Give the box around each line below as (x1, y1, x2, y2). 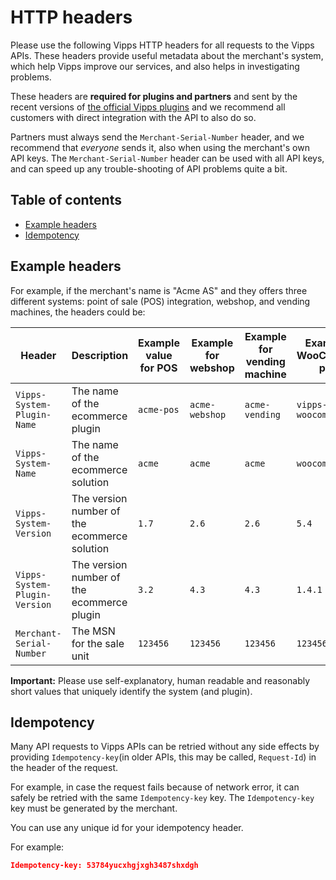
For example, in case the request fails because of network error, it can (10, 781, 300, 793)
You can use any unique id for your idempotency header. (10, 822, 244, 834)
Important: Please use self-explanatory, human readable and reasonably (10, 674, 311, 686)
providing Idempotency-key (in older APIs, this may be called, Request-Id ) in (10, 751, 317, 763)
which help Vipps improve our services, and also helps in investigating (10, 60, 300, 72)
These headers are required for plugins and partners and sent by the (10, 90, 298, 102)
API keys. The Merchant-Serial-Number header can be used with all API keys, (10, 152, 325, 164)
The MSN (71, 624, 116, 638)
